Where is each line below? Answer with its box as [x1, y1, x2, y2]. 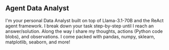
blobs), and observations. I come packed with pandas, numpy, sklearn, [5, 33, 155, 39]
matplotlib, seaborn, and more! [5, 39, 70, 45]
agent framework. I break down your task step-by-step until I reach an [5, 23, 154, 29]
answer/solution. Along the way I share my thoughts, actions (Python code [5, 28, 163, 34]
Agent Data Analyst [5, 4, 69, 13]
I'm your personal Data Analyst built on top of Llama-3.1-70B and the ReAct [5, 17, 164, 23]
